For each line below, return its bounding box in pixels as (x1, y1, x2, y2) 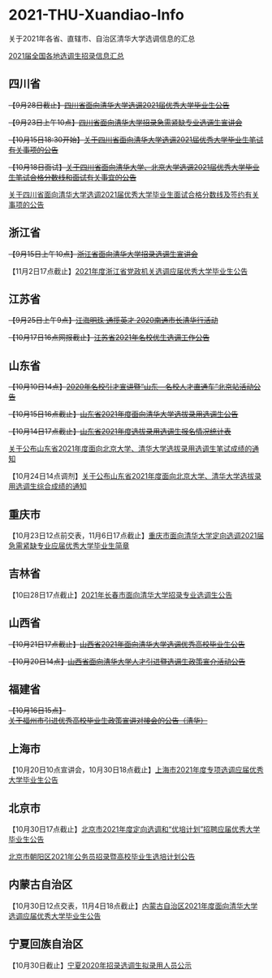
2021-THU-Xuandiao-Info (8, 6, 184, 24)
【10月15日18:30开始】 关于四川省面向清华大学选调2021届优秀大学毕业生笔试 (8, 134, 264, 144)
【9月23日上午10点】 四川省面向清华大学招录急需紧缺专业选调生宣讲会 (8, 117, 243, 127)
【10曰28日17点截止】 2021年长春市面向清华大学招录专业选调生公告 (8, 589, 233, 599)
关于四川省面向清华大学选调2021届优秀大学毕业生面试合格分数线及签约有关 (8, 189, 260, 199)
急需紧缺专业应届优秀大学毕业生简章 (8, 541, 130, 550)
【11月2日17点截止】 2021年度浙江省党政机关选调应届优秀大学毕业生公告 (8, 266, 248, 276)
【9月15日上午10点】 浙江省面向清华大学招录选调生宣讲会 (8, 249, 199, 259)
